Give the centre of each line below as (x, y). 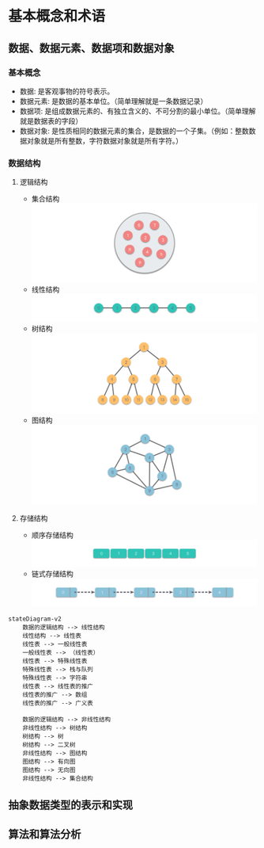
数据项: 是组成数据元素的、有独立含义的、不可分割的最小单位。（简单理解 (138, 111)
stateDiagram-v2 (35, 619)
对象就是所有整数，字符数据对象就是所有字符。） (105, 140)
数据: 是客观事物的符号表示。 (67, 91)
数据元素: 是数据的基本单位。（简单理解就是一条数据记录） (113, 101)
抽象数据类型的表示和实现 (70, 805)
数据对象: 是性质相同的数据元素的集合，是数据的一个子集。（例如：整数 (134, 131)
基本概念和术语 (57, 16)
